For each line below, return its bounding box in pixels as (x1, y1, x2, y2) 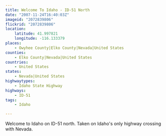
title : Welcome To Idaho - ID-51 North (5, 7, 90, 13)
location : (5, 26, 26, 32)
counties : (5, 50, 26, 55)
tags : (5, 97, 17, 102)
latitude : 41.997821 (14, 31, 58, 36)
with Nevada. (5, 126, 33, 132)
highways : (5, 88, 26, 93)
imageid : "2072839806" (5, 17, 53, 22)
